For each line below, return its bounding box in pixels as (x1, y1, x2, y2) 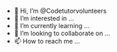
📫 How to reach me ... (13, 37, 80, 45)
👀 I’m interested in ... (13, 14, 74, 22)
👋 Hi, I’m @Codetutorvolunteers (13, 7, 107, 15)
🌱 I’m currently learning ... (13, 22, 90, 30)
